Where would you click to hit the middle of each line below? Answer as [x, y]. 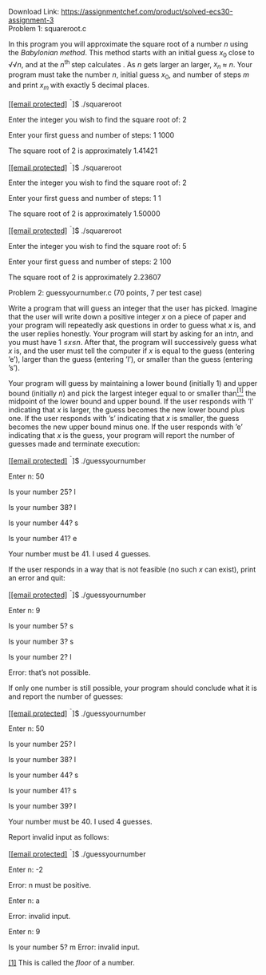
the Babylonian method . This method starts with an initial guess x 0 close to [131, 54]
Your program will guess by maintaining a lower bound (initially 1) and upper [133, 383]
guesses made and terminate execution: [74, 444]
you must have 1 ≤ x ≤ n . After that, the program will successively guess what [133, 342]
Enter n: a [24, 901]
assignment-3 [31, 20]
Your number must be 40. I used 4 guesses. [81, 822]
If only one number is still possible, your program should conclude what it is [133, 688]
